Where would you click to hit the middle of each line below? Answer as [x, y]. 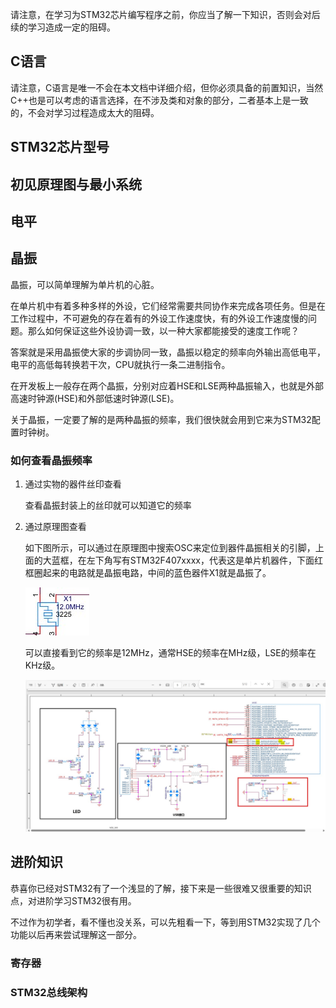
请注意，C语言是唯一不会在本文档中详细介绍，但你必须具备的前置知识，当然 [167, 87]
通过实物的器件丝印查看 [73, 484]
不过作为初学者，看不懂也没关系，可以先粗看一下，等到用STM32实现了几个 [165, 922]
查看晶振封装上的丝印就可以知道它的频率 [108, 505]
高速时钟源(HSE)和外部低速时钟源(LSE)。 [95, 398]
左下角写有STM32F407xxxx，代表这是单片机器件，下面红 [204, 560]
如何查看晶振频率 [51, 460]
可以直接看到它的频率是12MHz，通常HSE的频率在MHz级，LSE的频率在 [170, 653]
